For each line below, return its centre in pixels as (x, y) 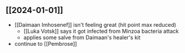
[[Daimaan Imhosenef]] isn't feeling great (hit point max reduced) (95, 24)
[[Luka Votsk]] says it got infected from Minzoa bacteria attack (101, 31)
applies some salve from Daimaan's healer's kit (82, 37)
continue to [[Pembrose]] (45, 43)
